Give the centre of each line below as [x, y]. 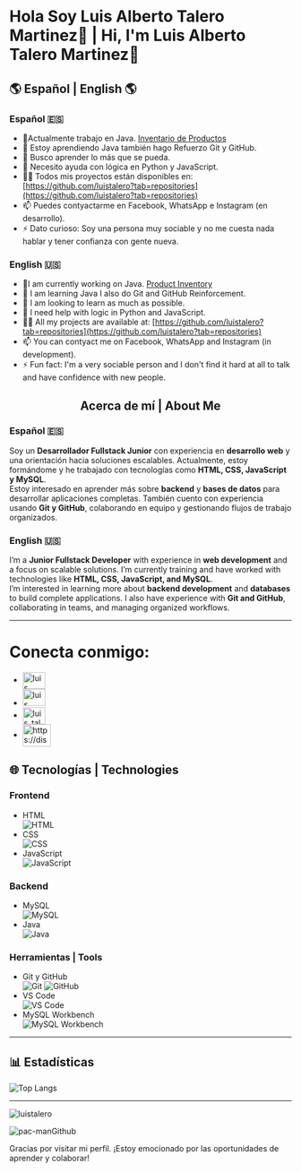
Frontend [30, 796]
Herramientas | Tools [56, 957]
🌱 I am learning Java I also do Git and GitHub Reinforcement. [134, 294]
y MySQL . [28, 479]
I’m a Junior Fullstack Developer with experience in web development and [149, 560]
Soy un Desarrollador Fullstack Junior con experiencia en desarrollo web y [150, 451]
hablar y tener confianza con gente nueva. [100, 241]
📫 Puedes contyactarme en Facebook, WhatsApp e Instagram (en [145, 205]
